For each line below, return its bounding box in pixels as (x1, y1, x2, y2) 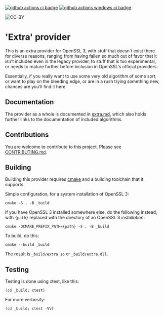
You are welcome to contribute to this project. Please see (5, 144, 122, 150)
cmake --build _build (5, 242, 50, 247)
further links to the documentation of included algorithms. (5, 116, 123, 122)
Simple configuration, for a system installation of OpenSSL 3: (5, 191, 129, 197)
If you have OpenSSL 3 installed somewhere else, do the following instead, (5, 209, 157, 215)
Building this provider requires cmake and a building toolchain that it (5, 176, 144, 182)
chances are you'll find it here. (5, 83, 67, 89)
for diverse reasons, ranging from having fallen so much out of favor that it (5, 53, 157, 59)
